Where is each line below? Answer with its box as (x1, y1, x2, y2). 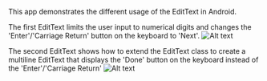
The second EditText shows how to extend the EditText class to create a (8, 47, 246, 55)
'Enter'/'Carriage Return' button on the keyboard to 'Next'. (8, 31, 200, 40)
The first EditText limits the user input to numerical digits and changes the (8, 22, 252, 31)
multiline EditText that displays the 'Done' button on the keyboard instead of (8, 55, 259, 64)
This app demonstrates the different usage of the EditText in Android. (8, 7, 237, 16)
